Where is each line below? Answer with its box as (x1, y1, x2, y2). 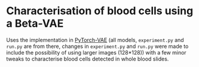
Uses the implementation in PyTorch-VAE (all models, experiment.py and (6, 36, 184, 43)
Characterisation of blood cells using (6, 4, 194, 18)
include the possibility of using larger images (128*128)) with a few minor (6, 49, 186, 56)
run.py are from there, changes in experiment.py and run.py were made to (6, 43, 189, 50)
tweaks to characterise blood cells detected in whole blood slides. (6, 55, 169, 62)
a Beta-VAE (6, 17, 64, 30)
